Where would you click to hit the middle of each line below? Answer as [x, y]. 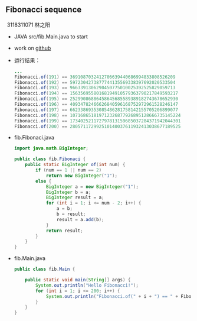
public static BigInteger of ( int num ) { [75, 165]
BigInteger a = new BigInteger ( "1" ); [92, 187]
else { [44, 181]
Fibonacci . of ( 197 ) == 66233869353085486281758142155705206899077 [96, 110]
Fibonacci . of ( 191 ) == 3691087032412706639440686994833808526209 [95, 77]
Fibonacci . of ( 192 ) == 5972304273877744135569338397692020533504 [95, 82]
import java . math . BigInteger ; [51, 148]
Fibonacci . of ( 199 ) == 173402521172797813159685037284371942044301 [97, 121]
